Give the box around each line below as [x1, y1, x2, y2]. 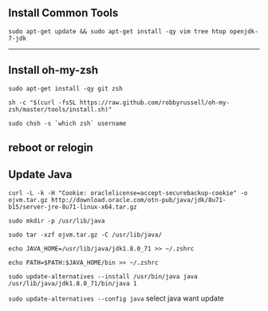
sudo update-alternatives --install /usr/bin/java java [8, 272, 198, 281]
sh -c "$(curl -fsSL [8, 99, 77, 107]
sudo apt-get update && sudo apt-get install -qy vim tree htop [8, 27, 227, 35]
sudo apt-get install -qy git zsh [8, 84, 124, 92]
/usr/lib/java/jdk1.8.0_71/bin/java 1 [8, 279, 137, 287]
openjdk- [229, 27, 259, 35]
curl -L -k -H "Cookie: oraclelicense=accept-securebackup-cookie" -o [8, 189, 248, 197]
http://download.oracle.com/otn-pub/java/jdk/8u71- [50, 196, 227, 204]
